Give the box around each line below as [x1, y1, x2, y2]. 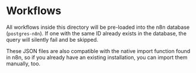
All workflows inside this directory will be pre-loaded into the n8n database [6, 24, 190, 31]
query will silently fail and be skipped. [6, 36, 99, 43]
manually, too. [6, 60, 40, 67]
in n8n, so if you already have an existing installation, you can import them [6, 54, 188, 61]
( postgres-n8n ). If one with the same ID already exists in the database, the [6, 29, 187, 36]
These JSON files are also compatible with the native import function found [6, 47, 191, 54]
